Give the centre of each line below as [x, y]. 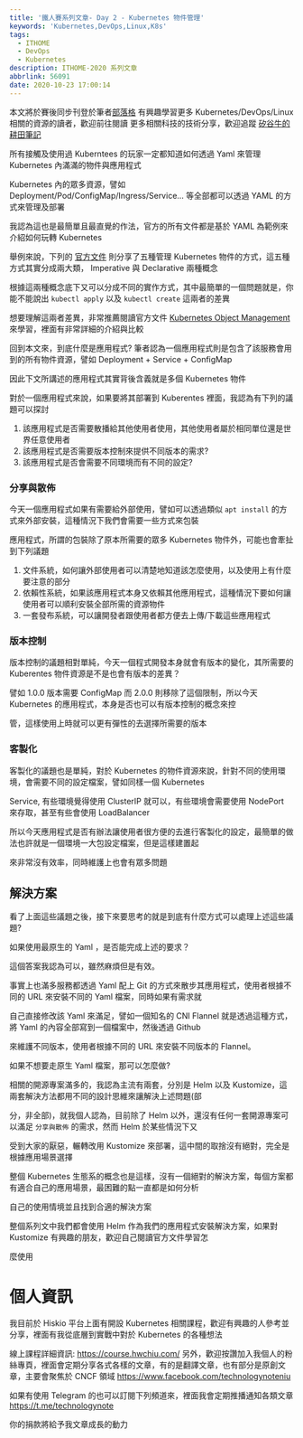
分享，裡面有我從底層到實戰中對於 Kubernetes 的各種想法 [116, 1335]
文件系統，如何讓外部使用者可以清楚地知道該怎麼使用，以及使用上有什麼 [156, 569]
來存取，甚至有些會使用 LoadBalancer [80, 812]
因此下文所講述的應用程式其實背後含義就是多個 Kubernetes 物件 [128, 378]
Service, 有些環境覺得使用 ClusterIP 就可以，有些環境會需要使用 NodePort [147, 801]
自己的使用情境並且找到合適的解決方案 [80, 1207]
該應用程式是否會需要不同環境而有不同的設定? [107, 462]
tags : [19, 34]
